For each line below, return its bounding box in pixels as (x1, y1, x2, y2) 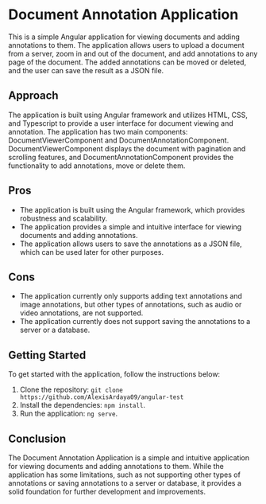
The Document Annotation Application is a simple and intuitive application (8, 453, 250, 463)
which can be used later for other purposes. (19, 247, 164, 256)
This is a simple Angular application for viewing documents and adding (8, 32, 241, 41)
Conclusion (8, 432, 67, 445)
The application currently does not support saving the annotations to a (19, 317, 251, 326)
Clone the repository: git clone (19, 385, 123, 395)
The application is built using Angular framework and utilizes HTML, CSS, (8, 110, 249, 119)
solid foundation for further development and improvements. (8, 487, 206, 496)
